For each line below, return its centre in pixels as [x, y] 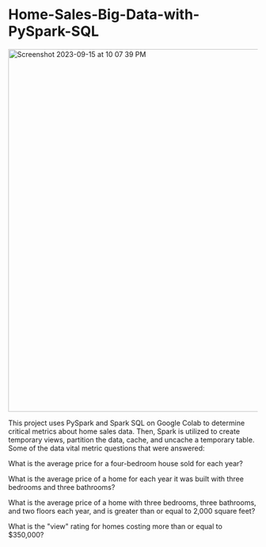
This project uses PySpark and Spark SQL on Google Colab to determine [127, 423]
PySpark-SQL [53, 31]
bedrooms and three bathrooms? [62, 487]
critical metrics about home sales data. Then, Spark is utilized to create [124, 431]
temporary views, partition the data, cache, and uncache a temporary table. [131, 439]
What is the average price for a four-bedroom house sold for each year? [125, 463]
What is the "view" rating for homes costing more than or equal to [116, 526]
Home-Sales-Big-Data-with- [104, 15]
